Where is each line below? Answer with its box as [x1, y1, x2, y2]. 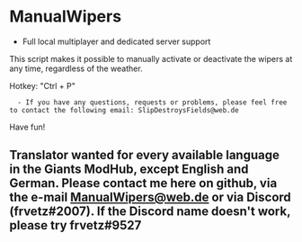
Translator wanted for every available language [9, 148, 280, 163]
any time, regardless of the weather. [9, 63, 143, 74]
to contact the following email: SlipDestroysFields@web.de [9, 105, 240, 114]
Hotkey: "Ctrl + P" [9, 80, 76, 91]
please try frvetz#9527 [9, 218, 142, 233]
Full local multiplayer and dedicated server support [22, 36, 211, 47]
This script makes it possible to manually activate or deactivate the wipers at [9, 53, 293, 64]
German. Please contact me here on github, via [9, 175, 278, 191]
